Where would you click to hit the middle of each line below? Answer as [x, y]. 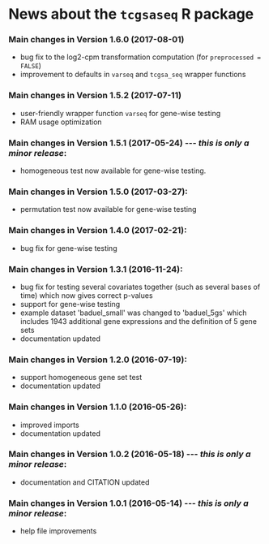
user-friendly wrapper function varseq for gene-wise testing [120, 113]
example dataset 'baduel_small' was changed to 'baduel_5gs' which [133, 313]
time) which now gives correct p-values [86, 295]
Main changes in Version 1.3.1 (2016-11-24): [96, 269]
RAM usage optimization [61, 122]
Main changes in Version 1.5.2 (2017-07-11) [95, 96]
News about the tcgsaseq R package [131, 14]
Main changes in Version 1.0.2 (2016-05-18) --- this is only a [130, 454]
